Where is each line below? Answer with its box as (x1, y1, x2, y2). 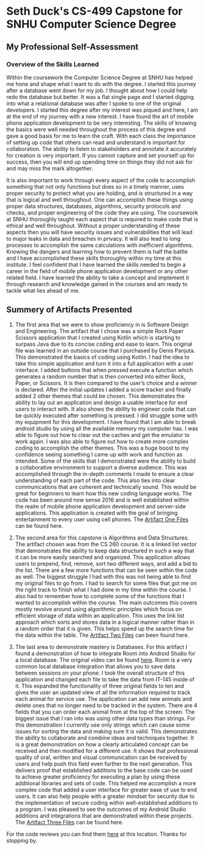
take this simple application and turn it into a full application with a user (15, 359, 194, 367)
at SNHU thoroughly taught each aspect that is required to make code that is (6, 215, 199, 222)
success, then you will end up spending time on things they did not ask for (6, 158, 193, 166)
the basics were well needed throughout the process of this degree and (6, 125, 186, 133)
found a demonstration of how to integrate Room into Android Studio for (15, 650, 196, 657)
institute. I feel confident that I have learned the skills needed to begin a (6, 261, 186, 268)
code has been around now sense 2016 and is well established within (15, 496, 189, 504)
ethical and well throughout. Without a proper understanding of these (6, 222, 180, 229)
